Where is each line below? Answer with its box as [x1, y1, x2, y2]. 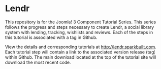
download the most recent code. [5, 59, 71, 65]
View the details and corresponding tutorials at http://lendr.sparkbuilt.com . [5, 44, 157, 50]
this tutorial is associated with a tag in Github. [5, 34, 97, 40]
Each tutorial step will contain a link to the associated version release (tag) [5, 49, 156, 55]
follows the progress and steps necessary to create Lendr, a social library [5, 24, 154, 30]
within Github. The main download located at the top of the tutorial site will [5, 54, 156, 60]
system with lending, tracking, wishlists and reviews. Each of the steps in [5, 29, 153, 35]
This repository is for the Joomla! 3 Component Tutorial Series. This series [5, 19, 156, 25]
